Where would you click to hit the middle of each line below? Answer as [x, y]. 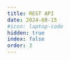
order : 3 [20, 46]
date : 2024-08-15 [32, 20]
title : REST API [30, 13]
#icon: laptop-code [35, 26]
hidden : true [26, 33]
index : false [26, 39]
